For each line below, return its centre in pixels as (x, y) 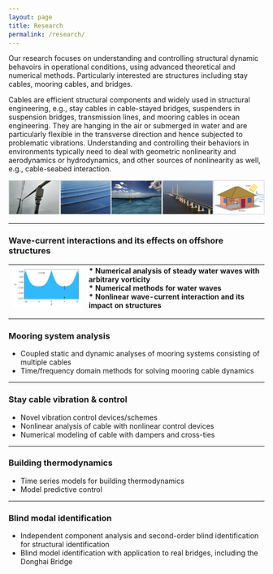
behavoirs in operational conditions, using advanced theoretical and (122, 67)
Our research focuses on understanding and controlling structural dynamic (134, 58)
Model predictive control (61, 489)
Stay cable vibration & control (68, 399)
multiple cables (45, 362)
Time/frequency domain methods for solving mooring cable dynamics (137, 371)
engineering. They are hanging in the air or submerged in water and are (128, 126)
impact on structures (125, 305)
